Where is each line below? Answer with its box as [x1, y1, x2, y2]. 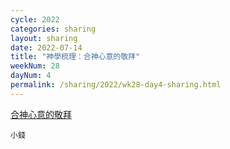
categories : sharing [10, 24, 97, 34]
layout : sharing [10, 33, 78, 43]
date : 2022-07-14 [10, 42, 83, 53]
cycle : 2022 [10, 14, 60, 25]
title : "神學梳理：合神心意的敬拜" [10, 52, 141, 62]
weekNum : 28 [10, 61, 60, 71]
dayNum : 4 [10, 71, 52, 81]
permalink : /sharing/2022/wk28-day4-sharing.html [10, 80, 222, 90]
